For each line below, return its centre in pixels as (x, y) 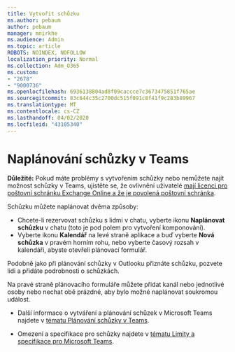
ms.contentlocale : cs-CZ (43, 111)
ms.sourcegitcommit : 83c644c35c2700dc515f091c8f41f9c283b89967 (101, 99)
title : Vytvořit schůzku (43, 14)
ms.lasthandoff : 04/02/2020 (48, 118)
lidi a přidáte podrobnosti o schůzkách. (64, 271)
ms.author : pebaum (34, 20)
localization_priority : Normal (53, 59)
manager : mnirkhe (33, 33)
